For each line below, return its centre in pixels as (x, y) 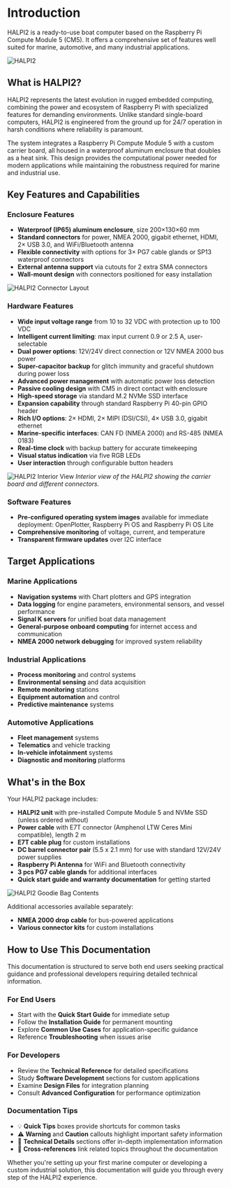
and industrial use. (34, 172)
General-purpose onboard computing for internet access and (107, 626)
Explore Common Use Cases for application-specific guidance (108, 1030)
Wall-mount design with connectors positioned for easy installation (115, 274)
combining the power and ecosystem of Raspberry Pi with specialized (108, 107)
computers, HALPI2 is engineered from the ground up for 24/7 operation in (115, 122)
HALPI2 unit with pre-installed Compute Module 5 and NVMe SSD (112, 813)
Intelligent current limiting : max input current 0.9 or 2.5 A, (102, 336)
